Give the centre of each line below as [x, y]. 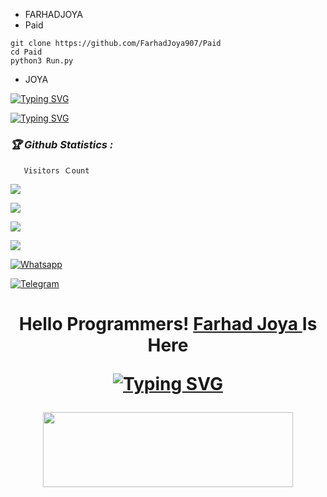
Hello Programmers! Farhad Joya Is [168, 324]
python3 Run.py [42, 61]
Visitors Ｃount [56, 171]
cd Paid [26, 52]
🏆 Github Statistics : [62, 144]
